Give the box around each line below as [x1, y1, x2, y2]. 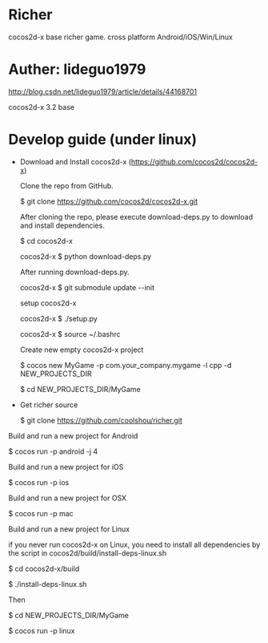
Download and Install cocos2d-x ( [19, 156, 132, 166]
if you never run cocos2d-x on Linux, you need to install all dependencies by [8, 540, 261, 549]
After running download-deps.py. [19, 267, 130, 277]
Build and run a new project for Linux [8, 524, 130, 534]
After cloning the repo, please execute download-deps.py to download [19, 212, 254, 221]
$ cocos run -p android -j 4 [8, 447, 98, 456]
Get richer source [19, 399, 78, 410]
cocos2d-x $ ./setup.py [19, 313, 98, 323]
